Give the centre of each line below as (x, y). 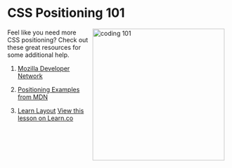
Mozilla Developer (44, 68)
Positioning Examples (49, 89)
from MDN (32, 97)
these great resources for (44, 47)
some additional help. (38, 55)
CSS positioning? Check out (48, 39)
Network (30, 76)
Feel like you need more (42, 32)
